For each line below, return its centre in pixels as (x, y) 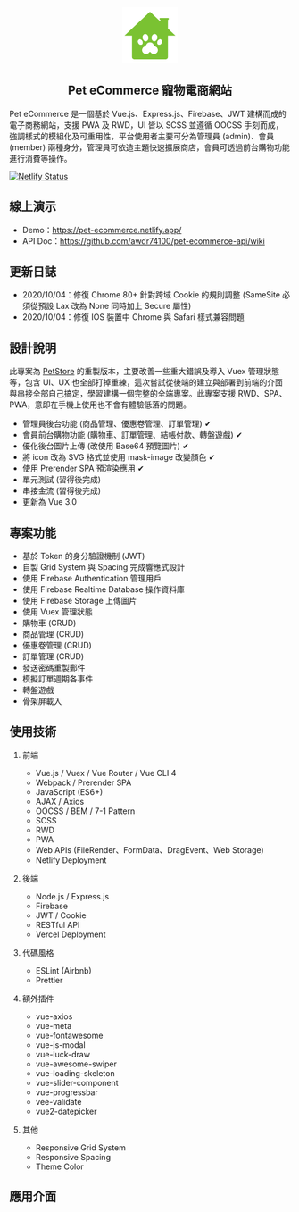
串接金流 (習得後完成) (61, 491)
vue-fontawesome (69, 1035)
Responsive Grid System (81, 1147)
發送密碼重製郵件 (54, 668)
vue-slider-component (77, 1082)
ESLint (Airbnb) (63, 970)
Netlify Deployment (71, 860)
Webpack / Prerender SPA (83, 782)
